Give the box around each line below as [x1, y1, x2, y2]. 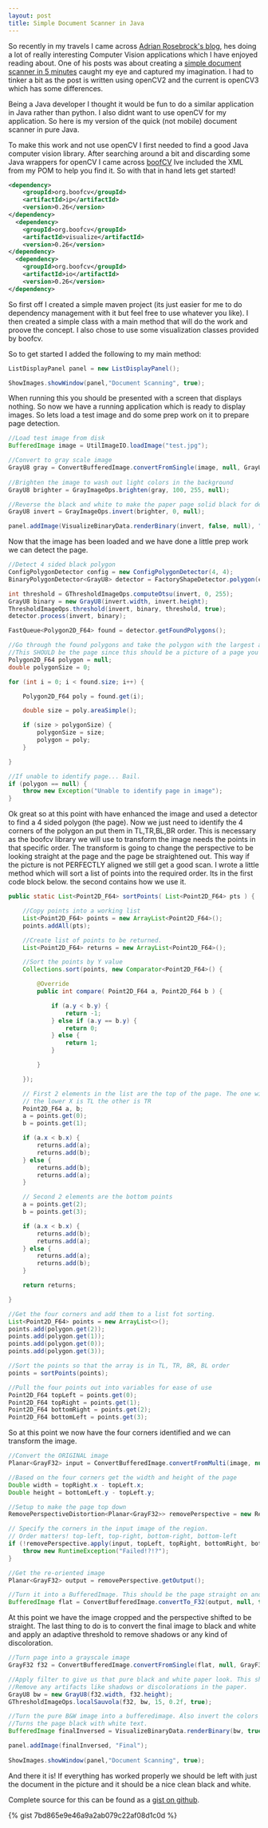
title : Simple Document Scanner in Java [8, 19, 145, 27]
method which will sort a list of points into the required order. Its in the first [8, 868, 254, 878]
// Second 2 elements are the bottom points [22, 1193, 173, 1201]
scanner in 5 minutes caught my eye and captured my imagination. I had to [8, 66, 254, 76]
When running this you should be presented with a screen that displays [8, 393, 242, 403]
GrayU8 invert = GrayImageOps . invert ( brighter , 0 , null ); [8, 508, 205, 516]
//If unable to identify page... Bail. [8, 772, 141, 780]
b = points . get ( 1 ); [22, 1120, 88, 1128]
